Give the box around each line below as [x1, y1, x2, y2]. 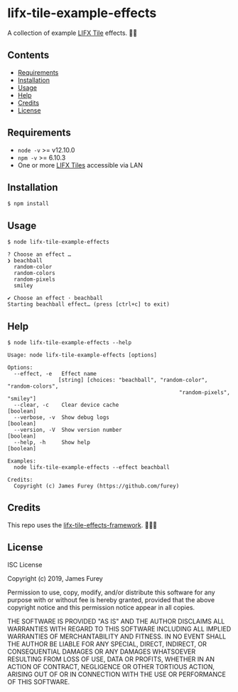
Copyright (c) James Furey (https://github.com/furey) [13, 482, 180, 490]
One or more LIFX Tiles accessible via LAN [17, 160, 144, 169]
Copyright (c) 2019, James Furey [7, 574, 103, 582]
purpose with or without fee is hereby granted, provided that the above [7, 595, 215, 604]
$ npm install [7, 200, 50, 207]
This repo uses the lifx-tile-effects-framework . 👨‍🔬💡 [7, 520, 158, 529]
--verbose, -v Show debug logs [13, 414, 110, 421]
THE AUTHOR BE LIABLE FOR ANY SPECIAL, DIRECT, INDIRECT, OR [7, 639, 207, 648]
